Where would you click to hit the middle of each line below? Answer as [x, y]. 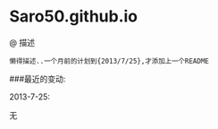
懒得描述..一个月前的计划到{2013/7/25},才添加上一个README [109, 61]
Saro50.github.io [74, 17]
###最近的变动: [38, 79]
